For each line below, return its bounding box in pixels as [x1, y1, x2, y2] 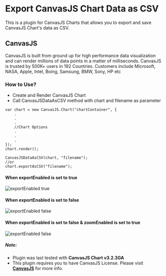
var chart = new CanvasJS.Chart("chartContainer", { [5, 107, 117, 112]
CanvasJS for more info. [12, 265, 63, 271]
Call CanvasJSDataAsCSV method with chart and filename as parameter [12, 98, 161, 104]
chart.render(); [5, 147, 39, 152]
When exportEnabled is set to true [5, 174, 78, 180]
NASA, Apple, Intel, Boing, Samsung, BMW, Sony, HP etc [5, 68, 121, 74]
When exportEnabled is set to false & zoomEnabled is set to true [5, 220, 141, 226]
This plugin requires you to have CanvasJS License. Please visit [12, 260, 144, 266]
